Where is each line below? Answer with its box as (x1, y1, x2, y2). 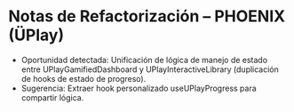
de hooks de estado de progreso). (20, 73, 147, 84)
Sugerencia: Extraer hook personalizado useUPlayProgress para (20, 83, 257, 93)
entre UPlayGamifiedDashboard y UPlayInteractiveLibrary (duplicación (20, 64, 279, 75)
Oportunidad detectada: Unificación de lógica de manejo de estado (20, 54, 268, 65)
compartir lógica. (20, 92, 84, 103)
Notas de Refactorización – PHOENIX (8, 6, 286, 27)
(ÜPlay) (8, 25, 64, 45)
